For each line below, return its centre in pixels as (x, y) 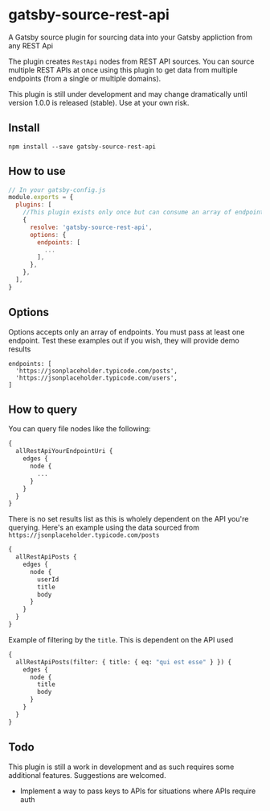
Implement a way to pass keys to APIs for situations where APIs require (138, 791)
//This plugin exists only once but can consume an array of (127, 212)
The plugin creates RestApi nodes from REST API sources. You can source (131, 61)
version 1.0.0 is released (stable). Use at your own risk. (99, 102)
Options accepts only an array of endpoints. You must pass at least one (127, 331)
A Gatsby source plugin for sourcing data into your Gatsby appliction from (131, 37)
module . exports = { (41, 198)
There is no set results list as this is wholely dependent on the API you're (129, 519)
